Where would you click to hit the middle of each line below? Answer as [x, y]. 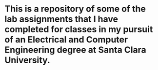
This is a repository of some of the [75, 9]
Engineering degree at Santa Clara [76, 50]
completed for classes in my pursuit [79, 29]
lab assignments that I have [61, 19]
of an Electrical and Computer [66, 40]
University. [28, 60]
